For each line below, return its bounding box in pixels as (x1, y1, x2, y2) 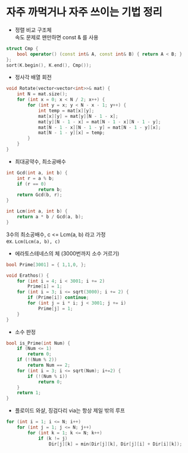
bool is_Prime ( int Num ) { (6, 340, 70, 346)
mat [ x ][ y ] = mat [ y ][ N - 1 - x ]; (37, 113, 118, 119)
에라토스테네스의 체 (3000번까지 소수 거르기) (14, 249, 120, 257)
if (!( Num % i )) (27, 373, 68, 379)
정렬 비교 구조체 (14, 26, 52, 33)
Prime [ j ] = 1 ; (37, 305, 73, 311)
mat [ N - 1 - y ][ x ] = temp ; (37, 130, 105, 136)
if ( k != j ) (37, 435, 68, 441)
